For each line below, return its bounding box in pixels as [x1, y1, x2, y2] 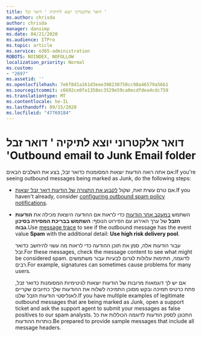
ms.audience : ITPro [6, 37, 55, 43]
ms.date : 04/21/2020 [6, 31, 58, 37]
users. [14, 268, 31, 275]
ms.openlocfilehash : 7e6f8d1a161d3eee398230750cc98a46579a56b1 [6, 82, 169, 88]
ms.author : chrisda [6, 14, 55, 20]
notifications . [14, 200, 48, 207]
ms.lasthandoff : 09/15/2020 [6, 104, 77, 110]
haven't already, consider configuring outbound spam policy [14, 193, 165, 200]
